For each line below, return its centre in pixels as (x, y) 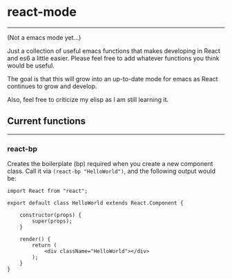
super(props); (52, 221)
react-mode (42, 12)
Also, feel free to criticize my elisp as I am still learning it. (88, 99)
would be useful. (31, 65)
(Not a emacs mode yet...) (44, 37)
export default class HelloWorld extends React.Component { (96, 203)
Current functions (47, 121)
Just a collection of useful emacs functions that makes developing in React (114, 51)
